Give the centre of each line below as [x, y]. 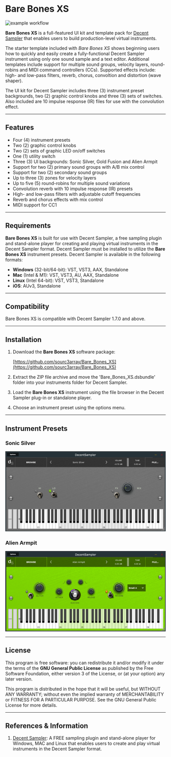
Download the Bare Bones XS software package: [64, 352]
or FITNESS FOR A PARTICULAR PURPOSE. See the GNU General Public [81, 699]
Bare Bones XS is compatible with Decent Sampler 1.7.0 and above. [76, 319]
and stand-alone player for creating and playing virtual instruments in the [82, 243]
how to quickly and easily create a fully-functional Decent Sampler [75, 54]
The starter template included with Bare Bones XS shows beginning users [82, 48]
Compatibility [27, 306]
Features [20, 128]
